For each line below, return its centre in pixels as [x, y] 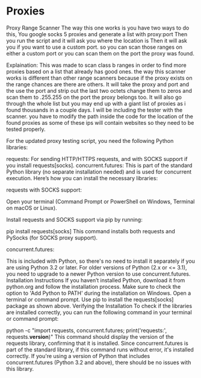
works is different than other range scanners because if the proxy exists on [99, 78]
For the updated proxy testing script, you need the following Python [90, 140]
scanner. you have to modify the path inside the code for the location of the [100, 116]
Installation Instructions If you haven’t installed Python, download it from [96, 280]
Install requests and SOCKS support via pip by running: [74, 219]
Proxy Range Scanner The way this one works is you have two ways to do [98, 28]
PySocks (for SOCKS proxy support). [52, 238]
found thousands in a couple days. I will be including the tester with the [94, 110]
